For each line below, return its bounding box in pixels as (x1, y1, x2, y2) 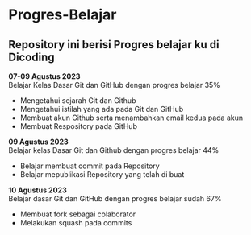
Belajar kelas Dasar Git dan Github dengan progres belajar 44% (8, 146, 220, 155)
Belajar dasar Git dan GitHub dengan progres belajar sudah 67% (8, 194, 222, 203)
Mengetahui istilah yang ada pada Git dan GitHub (19, 105, 184, 113)
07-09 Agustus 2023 (8, 72, 81, 81)
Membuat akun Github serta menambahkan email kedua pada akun (19, 113, 244, 122)
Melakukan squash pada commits (19, 218, 132, 227)
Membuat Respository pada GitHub (19, 122, 137, 130)
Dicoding (8, 50, 55, 64)
